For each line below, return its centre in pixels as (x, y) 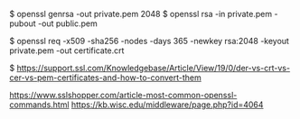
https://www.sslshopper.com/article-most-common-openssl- (123, 95)
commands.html (39, 105)
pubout (23, 23)
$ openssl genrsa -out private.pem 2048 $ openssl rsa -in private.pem (141, 14)
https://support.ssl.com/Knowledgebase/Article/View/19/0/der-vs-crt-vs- (154, 68)
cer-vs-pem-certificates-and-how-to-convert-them (105, 78)
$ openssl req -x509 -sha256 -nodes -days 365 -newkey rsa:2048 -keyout (149, 41)
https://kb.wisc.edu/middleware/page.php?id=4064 (167, 105)
